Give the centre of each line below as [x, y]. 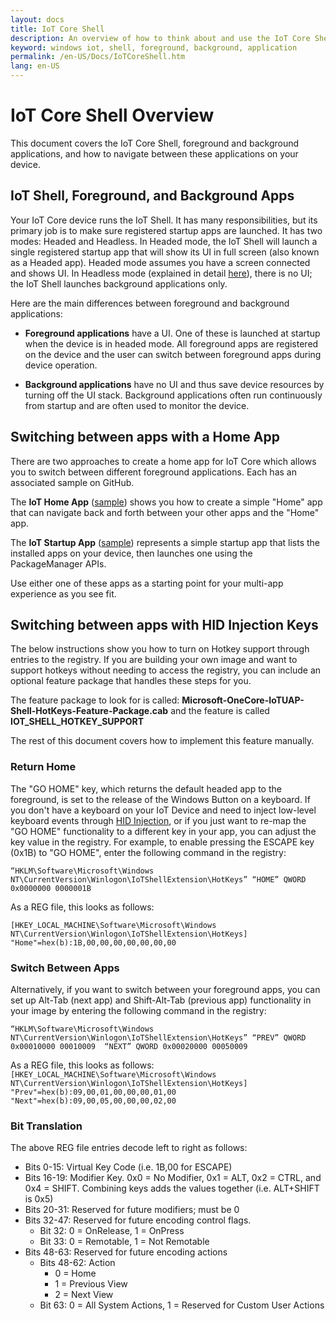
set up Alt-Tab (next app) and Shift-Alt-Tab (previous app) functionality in [161, 1000]
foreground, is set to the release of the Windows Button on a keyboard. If [160, 799]
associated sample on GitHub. [72, 482]
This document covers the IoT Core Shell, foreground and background [155, 143]
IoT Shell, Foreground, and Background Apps [152, 196]
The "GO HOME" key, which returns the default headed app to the [146, 788]
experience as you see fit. [63, 593]
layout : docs [37, 19]
